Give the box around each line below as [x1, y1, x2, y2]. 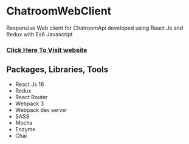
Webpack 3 [15, 100, 44, 107]
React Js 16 [15, 80, 44, 88]
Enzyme [15, 125, 36, 133]
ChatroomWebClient [6, 4, 112, 18]
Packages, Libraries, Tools [6, 65, 108, 75]
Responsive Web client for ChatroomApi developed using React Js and [6, 24, 184, 31]
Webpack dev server [15, 106, 68, 113]
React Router [15, 93, 48, 100]
